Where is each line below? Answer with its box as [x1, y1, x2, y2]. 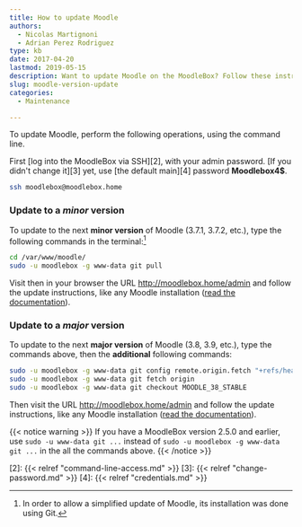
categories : [9, 88, 54, 97]
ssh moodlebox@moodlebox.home [9, 183, 123, 192]
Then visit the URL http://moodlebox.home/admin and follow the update [9, 399, 275, 409]
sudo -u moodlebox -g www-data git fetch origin [9, 374, 195, 384]
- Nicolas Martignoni [17, 30, 99, 39]
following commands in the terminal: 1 [9, 234, 147, 247]
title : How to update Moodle [9, 13, 119, 22]
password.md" [9, 472, 64, 483]
